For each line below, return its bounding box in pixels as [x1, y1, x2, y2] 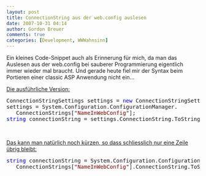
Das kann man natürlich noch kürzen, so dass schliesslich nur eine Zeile [6, 139, 189, 146]
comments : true [6, 32, 45, 38]
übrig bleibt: [6, 145, 37, 153]
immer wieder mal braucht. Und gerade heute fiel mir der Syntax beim [6, 67, 183, 74]
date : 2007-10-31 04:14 [6, 20, 67, 26]
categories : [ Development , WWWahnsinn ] [6, 37, 109, 43]
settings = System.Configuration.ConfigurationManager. [6, 103, 178, 110]
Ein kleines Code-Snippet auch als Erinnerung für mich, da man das [6, 54, 177, 61]
